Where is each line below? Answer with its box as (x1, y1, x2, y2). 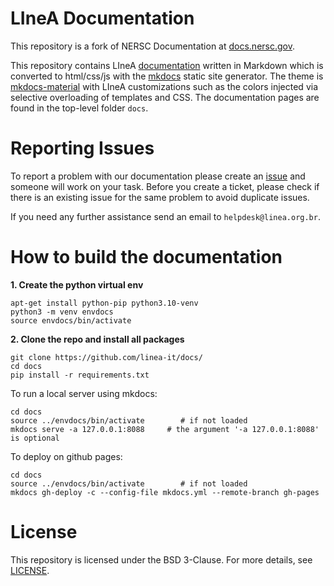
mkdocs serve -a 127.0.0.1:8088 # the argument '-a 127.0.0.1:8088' (10, 424, 320, 434)
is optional (10, 433, 60, 443)
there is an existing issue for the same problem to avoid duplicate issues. (10, 191, 310, 203)
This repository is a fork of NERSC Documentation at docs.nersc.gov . (10, 40, 296, 52)
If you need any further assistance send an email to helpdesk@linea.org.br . (10, 210, 321, 222)
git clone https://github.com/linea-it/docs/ (10, 352, 203, 362)
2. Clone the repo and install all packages (10, 333, 185, 345)
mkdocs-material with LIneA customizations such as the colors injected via (10, 80, 319, 92)
